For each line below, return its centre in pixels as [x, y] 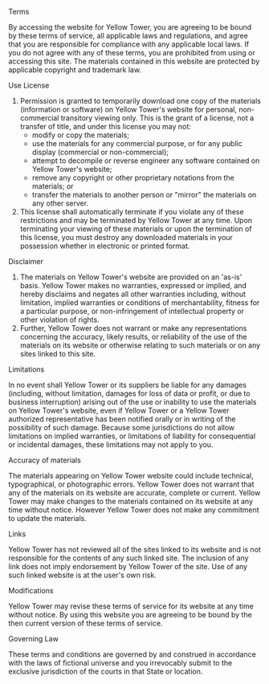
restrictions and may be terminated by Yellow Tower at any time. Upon [136, 220]
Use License [29, 85]
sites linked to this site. [58, 354]
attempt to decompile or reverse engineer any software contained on [146, 161]
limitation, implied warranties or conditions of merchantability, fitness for [140, 303]
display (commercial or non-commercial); [100, 152]
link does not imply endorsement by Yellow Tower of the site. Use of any [128, 566]
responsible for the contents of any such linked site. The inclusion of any [128, 558]
